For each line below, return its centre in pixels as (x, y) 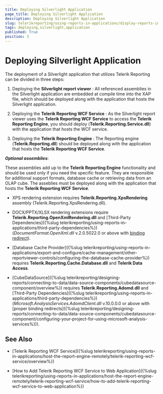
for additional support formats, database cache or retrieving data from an (78, 178)
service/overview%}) (33, 361)
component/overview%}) (37, 288)
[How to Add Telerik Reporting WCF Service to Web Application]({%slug (84, 371)
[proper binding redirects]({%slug (46, 308)
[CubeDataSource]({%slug (39, 277)
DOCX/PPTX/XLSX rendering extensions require (60, 212)
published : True (21, 32)
